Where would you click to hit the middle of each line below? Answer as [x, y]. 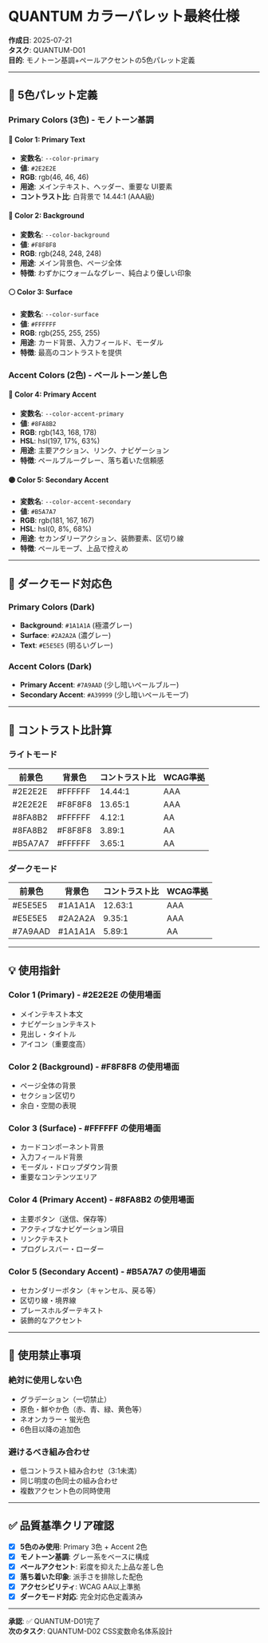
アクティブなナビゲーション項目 [72, 1229]
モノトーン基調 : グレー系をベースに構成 [85, 1557]
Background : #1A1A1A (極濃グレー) [76, 625]
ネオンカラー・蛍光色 [55, 1419]
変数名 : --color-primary [59, 158]
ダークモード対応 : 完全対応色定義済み [81, 1597]
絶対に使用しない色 [45, 1380]
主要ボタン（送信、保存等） [65, 1218]
